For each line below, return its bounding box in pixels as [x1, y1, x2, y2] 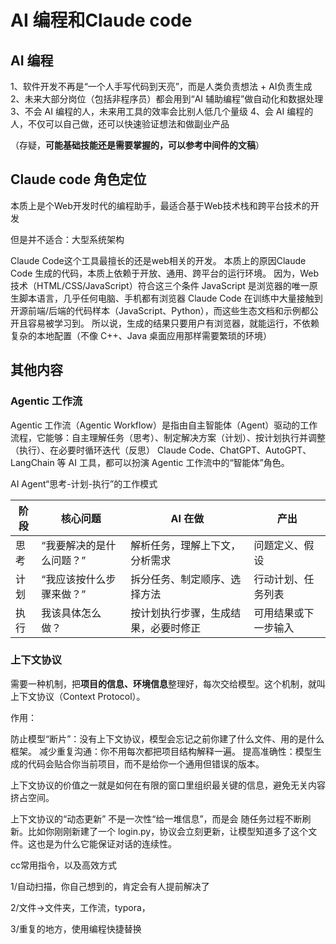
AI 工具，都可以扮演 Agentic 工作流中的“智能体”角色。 [68, 456, 290, 468]
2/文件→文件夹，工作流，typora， [10, 901, 151, 913]
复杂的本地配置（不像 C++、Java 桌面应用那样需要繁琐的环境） [10, 329, 272, 341]
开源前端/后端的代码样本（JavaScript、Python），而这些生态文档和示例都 [10, 304, 310, 316]
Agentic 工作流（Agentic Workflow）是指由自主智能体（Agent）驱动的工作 [10, 419, 318, 431]
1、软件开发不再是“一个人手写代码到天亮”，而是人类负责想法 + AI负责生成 [10, 81, 313, 92]
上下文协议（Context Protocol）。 [10, 690, 146, 702]
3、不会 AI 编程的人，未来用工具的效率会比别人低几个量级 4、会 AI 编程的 [10, 106, 314, 117]
